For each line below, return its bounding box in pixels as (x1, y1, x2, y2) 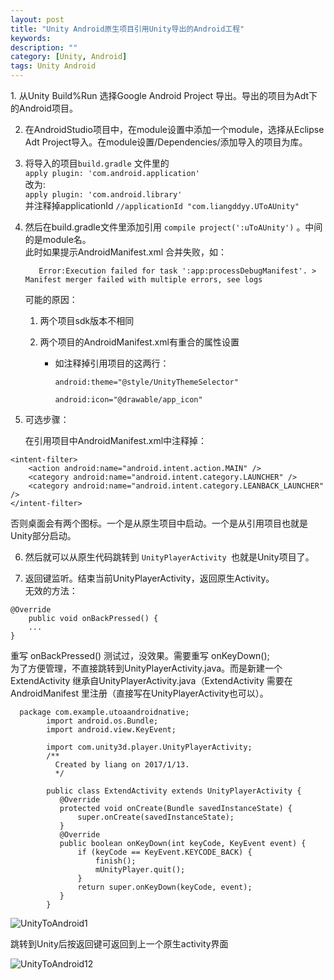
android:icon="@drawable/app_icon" (54, 395, 203, 405)
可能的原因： (24, 294, 78, 305)
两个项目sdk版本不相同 (39, 315, 135, 326)
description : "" (10, 42, 78, 53)
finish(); (95, 856, 137, 866)
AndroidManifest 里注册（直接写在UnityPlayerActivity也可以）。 (10, 687, 269, 699)
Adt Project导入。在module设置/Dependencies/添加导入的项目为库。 (24, 136, 308, 148)
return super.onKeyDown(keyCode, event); (77, 882, 253, 892)
